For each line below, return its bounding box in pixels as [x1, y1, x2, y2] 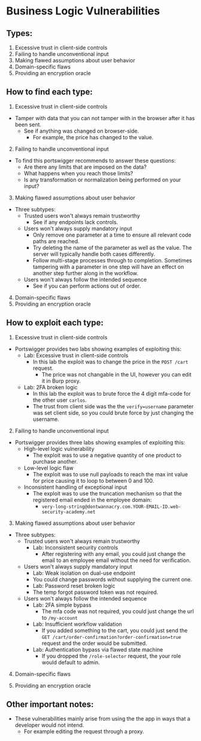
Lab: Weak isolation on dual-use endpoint [32, 569, 136, 576]
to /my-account [41, 614, 78, 621]
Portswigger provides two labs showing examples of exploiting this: [14, 345, 182, 352]
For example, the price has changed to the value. [32, 133, 154, 141]
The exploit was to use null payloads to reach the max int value [32, 470, 188, 478]
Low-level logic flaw [23, 464, 74, 471]
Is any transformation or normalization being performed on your [23, 176, 181, 183]
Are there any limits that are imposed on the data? [23, 163, 147, 171]
